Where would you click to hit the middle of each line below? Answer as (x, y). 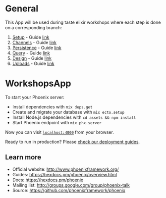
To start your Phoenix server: (35, 97)
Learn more (23, 157)
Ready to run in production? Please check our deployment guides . (73, 142)
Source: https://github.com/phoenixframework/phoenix (69, 190)
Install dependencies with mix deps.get (52, 106)
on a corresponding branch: (34, 27)
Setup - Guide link (31, 37)
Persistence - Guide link (37, 48)
